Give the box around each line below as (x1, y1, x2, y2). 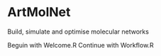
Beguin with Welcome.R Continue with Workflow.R (7, 41, 154, 49)
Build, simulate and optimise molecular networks (7, 27, 149, 36)
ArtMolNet (7, 4, 71, 20)
